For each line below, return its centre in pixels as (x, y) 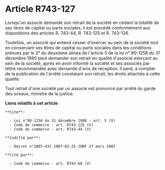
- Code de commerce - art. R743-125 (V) (51, 125)
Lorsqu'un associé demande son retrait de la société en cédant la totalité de (82, 23)
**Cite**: (15, 112)
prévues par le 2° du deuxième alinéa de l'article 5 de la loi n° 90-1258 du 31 (82, 53)
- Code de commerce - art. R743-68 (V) (50, 163)
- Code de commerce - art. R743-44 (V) (50, 129)
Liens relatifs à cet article (32, 103)
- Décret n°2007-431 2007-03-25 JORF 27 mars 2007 (63, 146)
